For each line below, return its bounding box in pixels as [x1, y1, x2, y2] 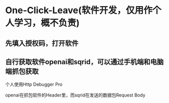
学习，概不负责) [14, 17, 80, 29]
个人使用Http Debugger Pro [5, 81, 63, 87]
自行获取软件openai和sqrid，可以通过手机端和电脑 [5, 58, 164, 66]
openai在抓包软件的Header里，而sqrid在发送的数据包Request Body [5, 92, 146, 98]
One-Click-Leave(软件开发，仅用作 [5, 5, 153, 16]
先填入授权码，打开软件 [5, 39, 78, 47]
